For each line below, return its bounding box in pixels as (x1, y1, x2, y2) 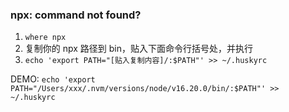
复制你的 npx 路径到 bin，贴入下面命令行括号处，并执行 (24, 43, 254, 55)
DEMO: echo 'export (10, 73, 96, 85)
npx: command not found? (10, 8, 142, 22)
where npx (24, 33, 67, 43)
